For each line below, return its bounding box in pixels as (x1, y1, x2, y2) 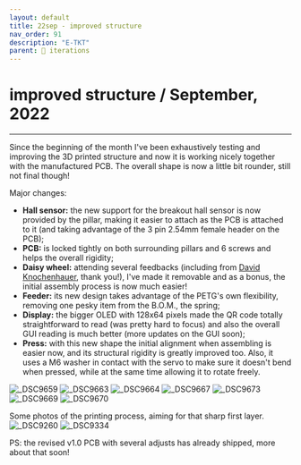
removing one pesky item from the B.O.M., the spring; (21, 300, 220, 311)
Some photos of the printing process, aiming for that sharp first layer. (9, 410, 264, 421)
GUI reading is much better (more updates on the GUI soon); (21, 328, 245, 340)
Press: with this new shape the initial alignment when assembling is (21, 338, 271, 349)
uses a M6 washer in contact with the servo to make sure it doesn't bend (21, 357, 292, 368)
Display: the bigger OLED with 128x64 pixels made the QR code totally (21, 309, 284, 320)
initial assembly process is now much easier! (21, 281, 188, 292)
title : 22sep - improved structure (9, 21, 142, 30)
